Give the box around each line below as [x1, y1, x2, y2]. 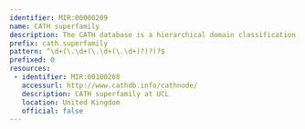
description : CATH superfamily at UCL [21, 89, 170, 98]
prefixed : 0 [9, 55, 55, 64]
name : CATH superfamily [9, 22, 100, 31]
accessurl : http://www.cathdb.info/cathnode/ [21, 81, 198, 90]
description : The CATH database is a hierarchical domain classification [9, 30, 297, 39]
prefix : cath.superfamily [9, 38, 108, 48]
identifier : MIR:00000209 [9, 13, 108, 23]
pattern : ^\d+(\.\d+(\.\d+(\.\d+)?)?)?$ [9, 47, 166, 56]
